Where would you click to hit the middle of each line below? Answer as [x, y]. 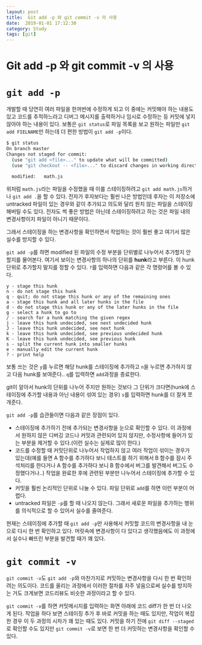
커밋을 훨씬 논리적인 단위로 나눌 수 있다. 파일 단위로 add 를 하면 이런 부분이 [101, 488]
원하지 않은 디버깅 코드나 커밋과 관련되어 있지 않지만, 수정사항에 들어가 [104, 435]
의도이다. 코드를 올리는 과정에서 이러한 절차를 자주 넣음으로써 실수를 [96, 586]
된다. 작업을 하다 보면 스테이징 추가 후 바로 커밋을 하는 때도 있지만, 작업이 [98, 614]
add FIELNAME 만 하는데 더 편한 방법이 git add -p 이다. [69, 132]
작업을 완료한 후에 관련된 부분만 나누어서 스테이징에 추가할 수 [117, 473]
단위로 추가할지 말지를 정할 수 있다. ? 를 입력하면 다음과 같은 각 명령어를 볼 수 [96, 267]
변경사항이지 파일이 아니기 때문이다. [48, 219]
